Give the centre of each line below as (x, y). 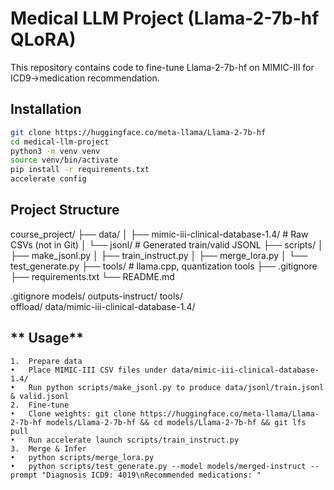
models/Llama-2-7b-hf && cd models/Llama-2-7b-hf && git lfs (176, 422)
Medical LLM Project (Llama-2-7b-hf (165, 18)
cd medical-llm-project (60, 142)
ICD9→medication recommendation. (85, 78)
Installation (46, 109)
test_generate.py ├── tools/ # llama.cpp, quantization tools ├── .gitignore (164, 266)
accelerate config (48, 179)
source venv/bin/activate (64, 160)
